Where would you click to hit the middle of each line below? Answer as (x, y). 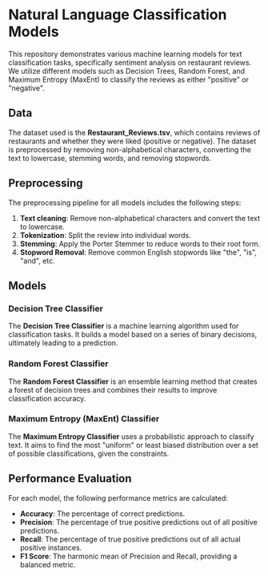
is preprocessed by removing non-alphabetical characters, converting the (130, 149)
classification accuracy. (47, 398)
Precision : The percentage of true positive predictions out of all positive (138, 522)
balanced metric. (48, 564)
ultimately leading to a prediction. (63, 343)
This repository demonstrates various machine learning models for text (125, 54)
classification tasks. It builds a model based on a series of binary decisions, (133, 335)
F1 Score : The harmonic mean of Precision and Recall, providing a (128, 556)
